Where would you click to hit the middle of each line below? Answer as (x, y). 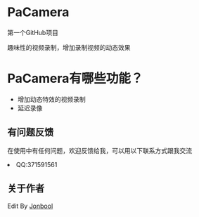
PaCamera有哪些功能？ (75, 79)
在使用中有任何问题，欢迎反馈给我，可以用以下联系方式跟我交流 (99, 150)
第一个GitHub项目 (33, 32)
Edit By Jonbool (30, 206)
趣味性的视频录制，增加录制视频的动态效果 (69, 47)
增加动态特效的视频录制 (51, 99)
